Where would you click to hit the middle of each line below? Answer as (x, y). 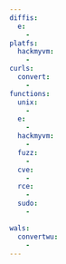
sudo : (28, 204)
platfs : (24, 43)
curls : (22, 69)
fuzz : (28, 152)
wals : (19, 228)
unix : (28, 102)
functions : (30, 93)
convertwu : (38, 237)
